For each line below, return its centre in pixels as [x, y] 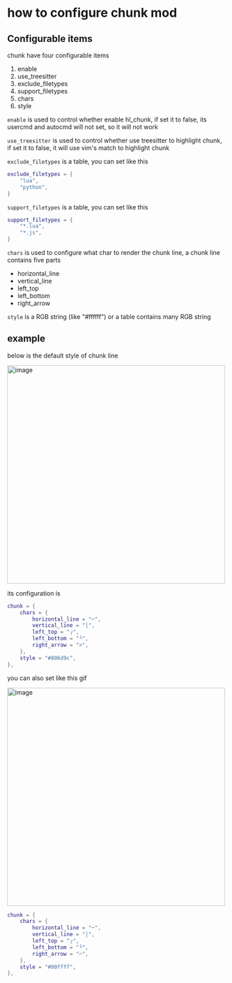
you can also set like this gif [47, 678]
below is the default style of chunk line [63, 355]
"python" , [34, 187]
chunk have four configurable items [58, 55]
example [26, 339]
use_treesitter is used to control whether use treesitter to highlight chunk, [115, 140]
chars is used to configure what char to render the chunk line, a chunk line [114, 252]
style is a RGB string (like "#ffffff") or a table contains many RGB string [109, 317]
